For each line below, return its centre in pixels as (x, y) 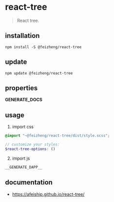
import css (23, 127)
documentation (29, 182)
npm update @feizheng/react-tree (39, 73)
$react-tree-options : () (30, 149)
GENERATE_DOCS (24, 100)
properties (21, 88)
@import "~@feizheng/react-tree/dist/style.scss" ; (57, 136)
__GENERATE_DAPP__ (24, 167)
